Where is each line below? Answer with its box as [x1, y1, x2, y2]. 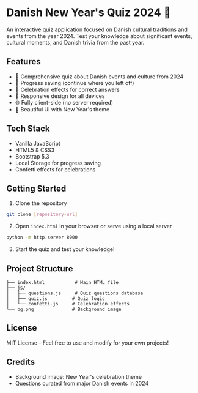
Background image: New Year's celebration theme [15, 373, 142, 380]
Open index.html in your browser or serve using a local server [15, 223, 172, 230]
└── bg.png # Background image [6, 306, 122, 312]
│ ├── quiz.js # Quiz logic [6, 295, 105, 302]
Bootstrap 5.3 [15, 152, 50, 160]
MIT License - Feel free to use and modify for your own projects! [6, 339, 169, 346]
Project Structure [6, 263, 73, 274]
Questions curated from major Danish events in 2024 [15, 380, 149, 387]
